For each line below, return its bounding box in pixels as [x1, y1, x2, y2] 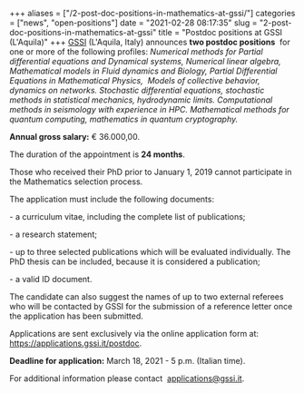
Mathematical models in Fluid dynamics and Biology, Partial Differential [9, 65, 279, 76]
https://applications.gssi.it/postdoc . [9, 338, 142, 349]
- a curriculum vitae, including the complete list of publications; [9, 211, 246, 221]
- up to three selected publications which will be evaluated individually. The [9, 247, 291, 257]
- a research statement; [9, 229, 98, 240]
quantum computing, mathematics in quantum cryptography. [9, 113, 239, 124]
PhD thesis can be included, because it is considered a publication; [9, 256, 260, 267]
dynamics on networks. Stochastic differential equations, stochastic [9, 85, 265, 95]
